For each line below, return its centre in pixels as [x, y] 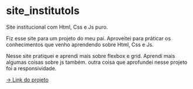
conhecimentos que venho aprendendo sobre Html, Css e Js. [80, 44]
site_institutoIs [43, 11]
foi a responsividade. [31, 68]
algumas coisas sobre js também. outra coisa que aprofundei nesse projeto [97, 62]
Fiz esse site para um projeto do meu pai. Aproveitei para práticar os [89, 38]
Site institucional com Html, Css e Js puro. [57, 27]
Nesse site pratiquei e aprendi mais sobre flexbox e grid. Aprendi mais [91, 56]
